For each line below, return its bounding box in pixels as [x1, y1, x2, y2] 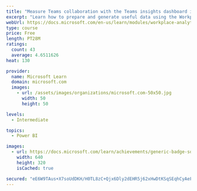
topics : [6, 127, 25, 134]
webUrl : [6, 19, 25, 25]
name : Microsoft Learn [11, 74, 67, 80]
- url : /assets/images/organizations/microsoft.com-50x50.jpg [16, 90, 172, 96]
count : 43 [11, 47, 35, 53]
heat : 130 [6, 57, 30, 63]
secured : [6, 176, 28, 182]
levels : [6, 111, 25, 117]
